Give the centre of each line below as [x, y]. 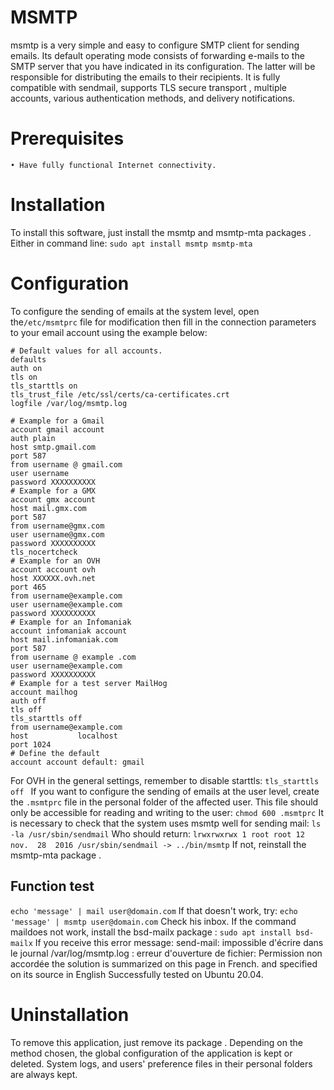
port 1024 [31, 744]
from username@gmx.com [57, 526]
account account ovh [53, 569]
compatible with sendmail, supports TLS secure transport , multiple [149, 87]
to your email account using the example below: [109, 332]
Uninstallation [70, 1014]
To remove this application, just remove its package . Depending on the [156, 1042]
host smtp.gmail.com [53, 447]
